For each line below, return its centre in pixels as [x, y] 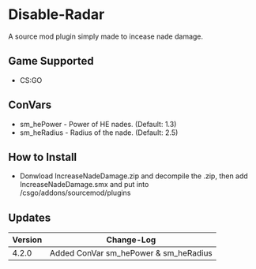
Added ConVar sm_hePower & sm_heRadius [132, 253]
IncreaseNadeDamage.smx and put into [84, 185]
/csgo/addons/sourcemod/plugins [75, 193]
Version [27, 240]
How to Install [43, 157]
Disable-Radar [56, 15]
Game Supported [51, 61]
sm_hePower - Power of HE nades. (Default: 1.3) [98, 124]
